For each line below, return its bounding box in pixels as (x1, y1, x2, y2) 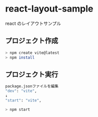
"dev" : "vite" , (5, 89, 37, 94)
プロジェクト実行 (5, 70, 58, 79)
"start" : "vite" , (5, 98, 42, 103)
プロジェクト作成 (5, 36, 58, 45)
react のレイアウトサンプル (5, 20, 61, 26)
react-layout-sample (5, 3, 93, 15)
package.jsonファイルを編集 (5, 84, 59, 89)
